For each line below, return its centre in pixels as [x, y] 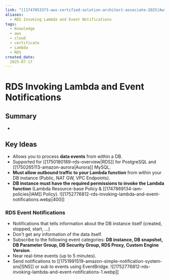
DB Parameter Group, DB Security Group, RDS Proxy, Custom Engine [86, 245]
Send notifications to [34, 261]
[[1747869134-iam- [123, 189]
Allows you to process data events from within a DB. [67, 156]
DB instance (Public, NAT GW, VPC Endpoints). [61, 178]
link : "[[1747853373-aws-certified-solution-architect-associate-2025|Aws [86, 10]
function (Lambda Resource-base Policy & [57, 189]
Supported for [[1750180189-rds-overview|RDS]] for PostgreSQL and [84, 162]
